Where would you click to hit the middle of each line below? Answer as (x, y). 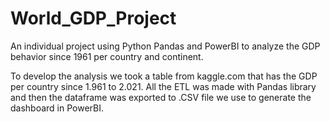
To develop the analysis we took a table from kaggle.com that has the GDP (164, 76)
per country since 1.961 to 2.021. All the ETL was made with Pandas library (163, 86)
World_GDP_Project (93, 18)
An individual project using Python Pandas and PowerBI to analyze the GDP (165, 46)
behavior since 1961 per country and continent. (107, 56)
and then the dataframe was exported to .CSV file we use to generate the (161, 97)
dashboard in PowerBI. (57, 108)
